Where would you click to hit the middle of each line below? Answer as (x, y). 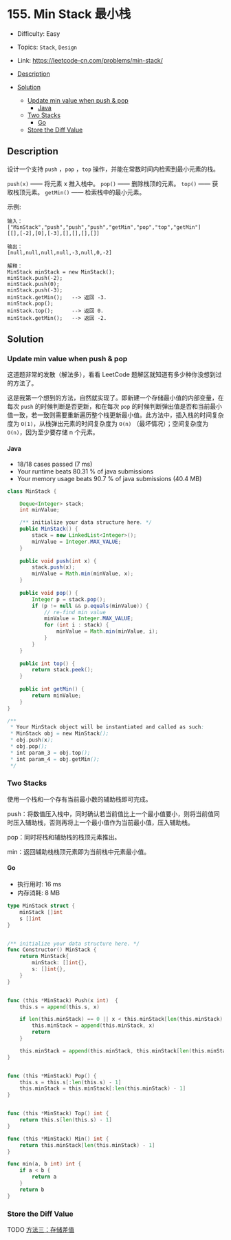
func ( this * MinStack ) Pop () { (52, 1076)
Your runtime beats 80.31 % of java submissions (85, 471)
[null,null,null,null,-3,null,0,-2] (59, 252)
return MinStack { (44, 956)
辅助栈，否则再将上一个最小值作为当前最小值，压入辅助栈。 (109, 822)
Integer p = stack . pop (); (69, 599)
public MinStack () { (49, 529)
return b (32, 1190)
